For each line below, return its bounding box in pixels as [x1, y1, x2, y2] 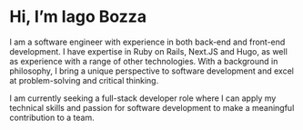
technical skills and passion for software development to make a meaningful [9, 102, 295, 113]
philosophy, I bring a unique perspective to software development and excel [9, 65, 294, 76]
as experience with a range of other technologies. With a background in [9, 55, 278, 66]
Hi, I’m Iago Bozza [9, 6, 147, 27]
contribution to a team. [9, 112, 95, 123]
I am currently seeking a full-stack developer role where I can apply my [9, 93, 277, 104]
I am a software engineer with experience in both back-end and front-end [9, 36, 286, 47]
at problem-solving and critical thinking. [9, 75, 159, 85]
